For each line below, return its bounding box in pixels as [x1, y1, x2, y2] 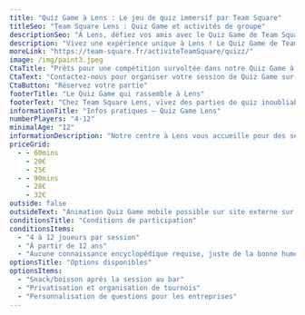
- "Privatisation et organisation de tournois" [17, 283, 202, 292]
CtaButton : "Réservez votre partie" [9, 81, 148, 90]
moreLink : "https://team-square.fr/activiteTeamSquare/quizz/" [9, 47, 254, 56]
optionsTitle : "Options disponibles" [9, 258, 152, 268]
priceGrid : [9, 140, 51, 149]
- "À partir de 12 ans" [17, 241, 107, 251]
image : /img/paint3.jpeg [9, 55, 103, 64]
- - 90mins [17, 173, 59, 182]
